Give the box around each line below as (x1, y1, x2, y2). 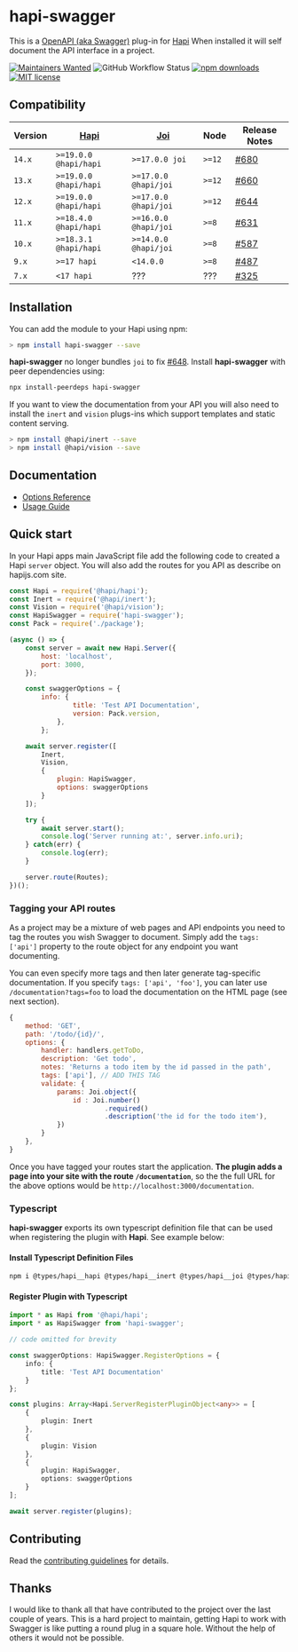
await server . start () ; (41, 824, 125, 833)
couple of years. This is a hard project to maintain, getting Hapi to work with (9, 1614, 286, 1624)
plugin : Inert (41, 1417, 93, 1426)
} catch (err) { (25, 841, 82, 850)
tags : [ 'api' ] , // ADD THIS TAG (41, 1071, 161, 1080)
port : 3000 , (41, 660, 86, 669)
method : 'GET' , (25, 1021, 82, 1031)
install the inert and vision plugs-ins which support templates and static (9, 408, 276, 419)
